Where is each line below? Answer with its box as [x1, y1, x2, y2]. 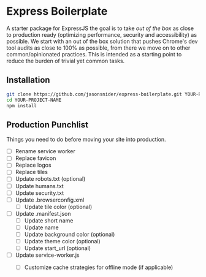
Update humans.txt [15, 182, 64, 189]
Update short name [24, 216, 74, 224]
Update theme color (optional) [24, 238, 101, 245]
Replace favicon [15, 154, 56, 162]
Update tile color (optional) [24, 203, 93, 210]
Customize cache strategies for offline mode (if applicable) [24, 264, 174, 271]
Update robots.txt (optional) [15, 175, 86, 183]
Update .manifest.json [15, 210, 71, 217]
